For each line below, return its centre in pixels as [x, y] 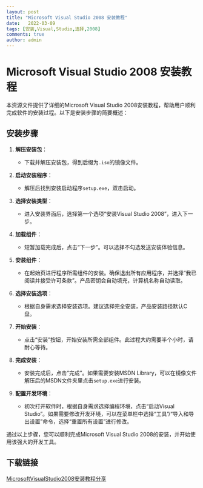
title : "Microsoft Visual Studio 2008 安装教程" [67, 18]
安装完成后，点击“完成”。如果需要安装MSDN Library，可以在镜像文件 [110, 373]
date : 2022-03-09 [31, 23]
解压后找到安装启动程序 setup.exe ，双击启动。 [82, 188]
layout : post [23, 12]
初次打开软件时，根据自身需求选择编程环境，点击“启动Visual [99, 406]
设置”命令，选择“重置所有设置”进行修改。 [81, 421]
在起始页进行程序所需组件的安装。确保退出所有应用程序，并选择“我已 [110, 273]
